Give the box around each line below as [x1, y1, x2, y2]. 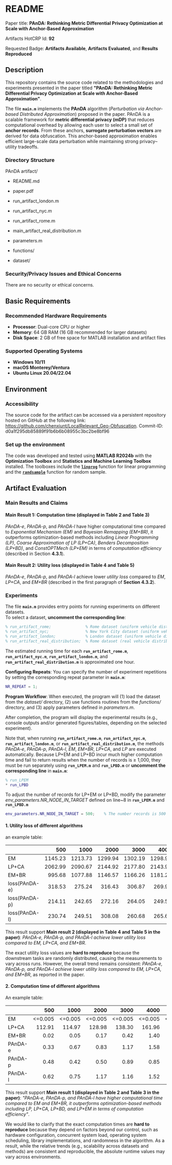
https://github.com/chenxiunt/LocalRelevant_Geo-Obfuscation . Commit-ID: [5, 423, 163, 429]
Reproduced [5, 51, 32, 57]
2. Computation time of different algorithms [5, 983, 100, 989]
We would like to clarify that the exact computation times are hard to [5, 1121, 150, 1127]
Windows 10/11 [12, 359, 46, 365]
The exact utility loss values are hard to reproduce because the [5, 949, 140, 956]
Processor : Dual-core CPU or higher [12, 324, 91, 330]
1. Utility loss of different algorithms [5, 822, 83, 828]
